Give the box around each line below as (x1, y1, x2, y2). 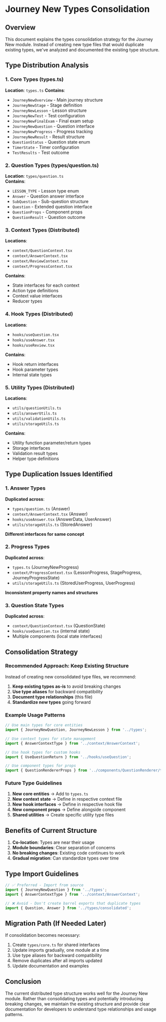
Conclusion (5, 977, 41, 986)
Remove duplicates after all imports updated (12, 958, 103, 964)
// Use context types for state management (5, 736, 96, 741)
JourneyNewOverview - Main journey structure (12, 97, 103, 102)
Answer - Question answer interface (12, 193, 84, 199)
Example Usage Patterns (5, 712, 66, 718)
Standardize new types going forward (12, 699, 91, 705)
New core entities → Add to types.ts (12, 791, 88, 797)
